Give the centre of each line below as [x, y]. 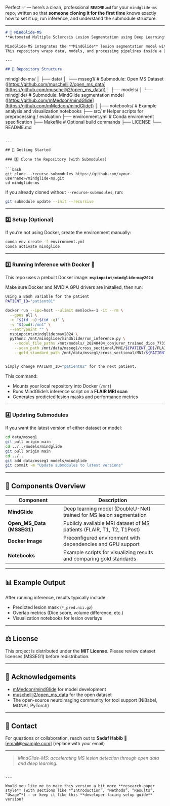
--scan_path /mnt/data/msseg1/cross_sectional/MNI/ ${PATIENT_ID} [85, 348]
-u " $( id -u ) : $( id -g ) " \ [37, 320]
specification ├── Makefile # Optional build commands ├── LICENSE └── [83, 122]
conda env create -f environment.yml [45, 242]
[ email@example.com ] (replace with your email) [55, 744]
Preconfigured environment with [101, 538]
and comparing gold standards [100, 559]
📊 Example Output [35, 583]
